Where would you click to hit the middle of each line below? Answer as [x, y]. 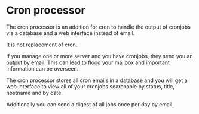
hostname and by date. [34, 93]
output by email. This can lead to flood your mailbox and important [88, 62]
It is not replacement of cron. [42, 45]
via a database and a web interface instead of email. [71, 33]
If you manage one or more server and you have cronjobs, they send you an [99, 56]
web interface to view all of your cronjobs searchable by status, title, [90, 86]
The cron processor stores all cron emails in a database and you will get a [97, 80]
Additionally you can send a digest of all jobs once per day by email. [90, 104]
